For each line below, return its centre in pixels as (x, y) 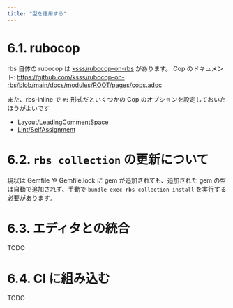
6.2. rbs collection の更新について (108, 159)
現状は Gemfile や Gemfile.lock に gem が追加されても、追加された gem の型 (117, 180)
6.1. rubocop (44, 48)
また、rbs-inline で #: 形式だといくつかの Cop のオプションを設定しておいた (117, 99)
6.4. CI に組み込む (59, 278)
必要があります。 (31, 198)
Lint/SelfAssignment (46, 129)
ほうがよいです (29, 108)
